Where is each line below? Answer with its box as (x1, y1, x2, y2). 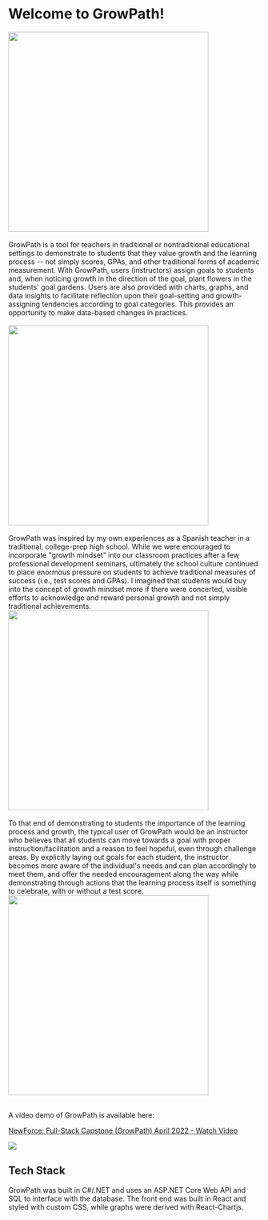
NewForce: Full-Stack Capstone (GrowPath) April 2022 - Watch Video (8, 1126, 238, 1135)
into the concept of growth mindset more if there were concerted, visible (8, 584, 248, 594)
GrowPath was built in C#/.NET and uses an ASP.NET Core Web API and (8, 1185, 246, 1194)
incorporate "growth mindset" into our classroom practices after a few (8, 550, 240, 560)
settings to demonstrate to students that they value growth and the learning (8, 248, 258, 258)
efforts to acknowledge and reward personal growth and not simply (8, 593, 230, 602)
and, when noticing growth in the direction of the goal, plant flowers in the (8, 274, 252, 283)
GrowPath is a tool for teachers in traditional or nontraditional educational (8, 239, 250, 249)
